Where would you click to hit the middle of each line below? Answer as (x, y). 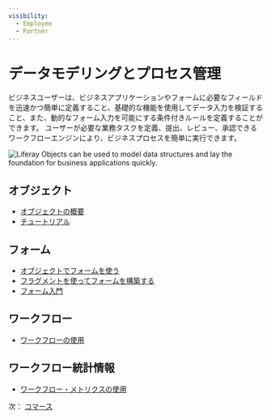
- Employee (34, 24)
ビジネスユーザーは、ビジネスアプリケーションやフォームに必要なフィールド (135, 97)
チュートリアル (45, 222)
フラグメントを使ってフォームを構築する (87, 280)
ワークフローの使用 (52, 340)
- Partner (32, 31)
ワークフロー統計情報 (61, 368)
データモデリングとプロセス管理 (115, 73)
